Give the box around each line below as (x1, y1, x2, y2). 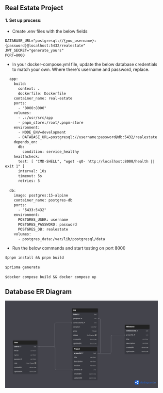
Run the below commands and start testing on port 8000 (12, 245, 126, 251)
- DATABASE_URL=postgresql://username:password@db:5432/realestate (17, 134, 158, 140)
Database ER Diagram (5, 287, 72, 295)
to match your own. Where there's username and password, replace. (12, 66, 149, 72)
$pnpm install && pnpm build (5, 255, 64, 260)
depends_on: (14, 139, 38, 145)
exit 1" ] (5, 164, 25, 169)
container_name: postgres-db (14, 197, 73, 203)
